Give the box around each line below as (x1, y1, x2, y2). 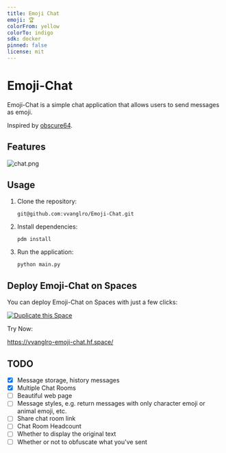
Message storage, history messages (16, 376, 120, 384)
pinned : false (7, 42, 48, 49)
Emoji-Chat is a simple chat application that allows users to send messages (7, 100, 220, 108)
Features (7, 141, 46, 153)
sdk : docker (7, 36, 41, 43)
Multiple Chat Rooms (16, 384, 77, 392)
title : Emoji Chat (7, 10, 60, 17)
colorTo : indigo (7, 29, 53, 36)
